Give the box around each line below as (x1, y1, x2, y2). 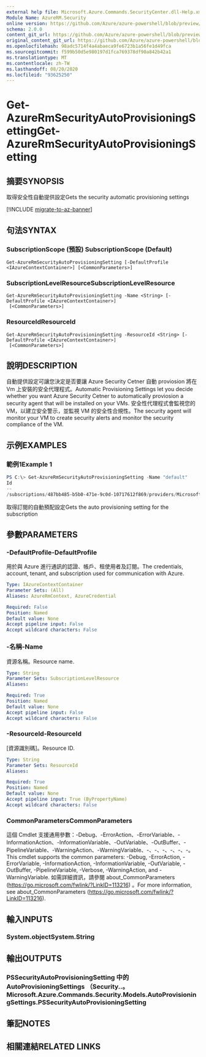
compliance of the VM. (6, 421, 64, 428)
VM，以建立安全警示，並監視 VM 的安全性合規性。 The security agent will (6, 407, 192, 414)
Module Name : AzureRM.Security (6, 15, 86, 21)
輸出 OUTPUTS (6, 953, 63, 963)
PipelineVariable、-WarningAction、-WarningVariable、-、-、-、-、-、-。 (6, 847, 194, 854)
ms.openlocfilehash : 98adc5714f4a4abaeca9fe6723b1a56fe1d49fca (6, 44, 172, 50)
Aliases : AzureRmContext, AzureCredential (6, 593, 116, 599)
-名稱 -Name (6, 643, 43, 651)
